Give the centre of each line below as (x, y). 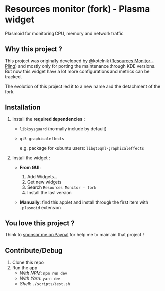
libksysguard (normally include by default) (63, 129)
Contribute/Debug (34, 251)
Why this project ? (34, 49)
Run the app (25, 268)
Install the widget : (31, 158)
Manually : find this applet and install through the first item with (84, 202)
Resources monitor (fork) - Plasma (78, 9)
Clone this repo (28, 262)
